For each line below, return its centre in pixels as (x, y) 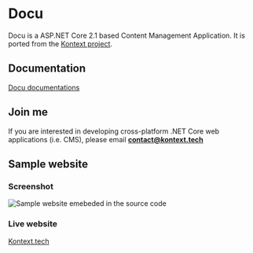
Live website (33, 224)
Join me (28, 112)
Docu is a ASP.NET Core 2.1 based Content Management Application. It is (127, 35)
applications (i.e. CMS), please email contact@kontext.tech (106, 139)
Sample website (48, 164)
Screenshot (31, 186)
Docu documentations (44, 87)
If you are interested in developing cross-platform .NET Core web (114, 131)
